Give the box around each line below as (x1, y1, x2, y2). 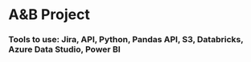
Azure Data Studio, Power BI (8, 44, 121, 55)
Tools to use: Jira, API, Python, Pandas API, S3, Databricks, (8, 34, 244, 45)
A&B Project (8, 6, 90, 24)
